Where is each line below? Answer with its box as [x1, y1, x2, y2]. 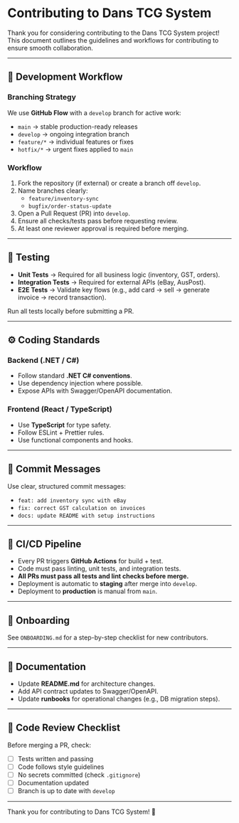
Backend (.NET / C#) [7, 356, 80, 366]
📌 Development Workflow [7, 71, 123, 83]
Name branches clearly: [17, 186, 88, 195]
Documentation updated [17, 778, 89, 787]
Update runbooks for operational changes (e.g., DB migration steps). [17, 694, 221, 703]
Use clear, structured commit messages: [7, 482, 126, 490]
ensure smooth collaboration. [7, 43, 94, 52]
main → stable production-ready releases [17, 122, 138, 131]
